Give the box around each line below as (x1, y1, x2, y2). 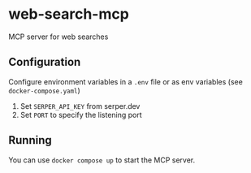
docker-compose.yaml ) (8, 85, 81, 95)
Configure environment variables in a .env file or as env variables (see (8, 76, 244, 86)
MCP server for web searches (8, 32, 109, 41)
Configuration (8, 55, 81, 69)
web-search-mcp (8, 5, 130, 24)
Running (8, 133, 53, 147)
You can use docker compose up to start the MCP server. (8, 155, 196, 165)
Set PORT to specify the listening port (19, 110, 142, 119)
